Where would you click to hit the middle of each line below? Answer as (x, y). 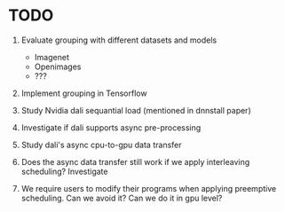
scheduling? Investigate (64, 171)
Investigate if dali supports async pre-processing (111, 127)
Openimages (58, 67)
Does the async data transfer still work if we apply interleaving (135, 161)
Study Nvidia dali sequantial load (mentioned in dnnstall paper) (136, 110)
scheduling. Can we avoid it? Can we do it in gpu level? (122, 198)
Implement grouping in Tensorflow (84, 93)
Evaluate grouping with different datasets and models (119, 40)
